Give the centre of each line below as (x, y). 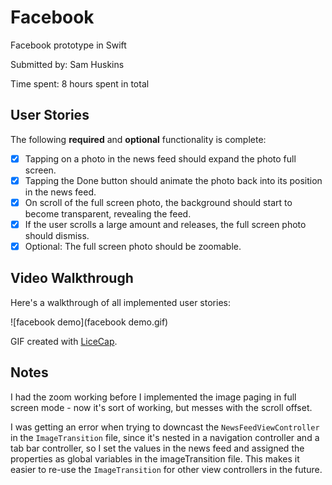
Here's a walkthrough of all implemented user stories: (120, 302)
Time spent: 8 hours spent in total (80, 83)
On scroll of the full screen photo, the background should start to (158, 202)
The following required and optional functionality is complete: (138, 139)
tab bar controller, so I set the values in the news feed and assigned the (157, 448)
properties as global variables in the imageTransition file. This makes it (155, 458)
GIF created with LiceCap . (64, 341)
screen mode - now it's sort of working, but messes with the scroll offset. (161, 407)
